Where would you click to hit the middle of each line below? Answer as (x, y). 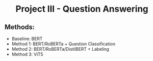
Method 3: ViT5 (27, 54)
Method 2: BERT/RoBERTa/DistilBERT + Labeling (60, 49)
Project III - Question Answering (82, 9)
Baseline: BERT (27, 39)
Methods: (20, 27)
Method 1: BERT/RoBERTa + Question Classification (64, 44)
